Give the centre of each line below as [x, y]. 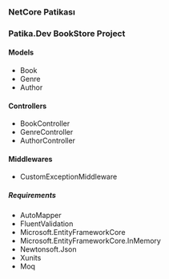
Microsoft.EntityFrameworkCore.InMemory [91, 241]
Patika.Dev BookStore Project [67, 33]
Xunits [30, 258]
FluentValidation [46, 224]
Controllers [28, 106]
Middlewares [30, 159]
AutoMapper [40, 216]
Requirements [32, 196]
